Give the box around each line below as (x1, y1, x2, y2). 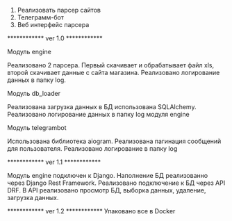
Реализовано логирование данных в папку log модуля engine (7, 110, 190, 118)
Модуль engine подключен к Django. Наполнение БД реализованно (7, 172, 208, 179)
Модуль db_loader (7, 90, 61, 97)
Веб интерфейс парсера (17, 21, 90, 28)
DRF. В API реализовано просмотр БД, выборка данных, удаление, (7, 186, 206, 194)
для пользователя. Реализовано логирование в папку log (7, 145, 178, 152)
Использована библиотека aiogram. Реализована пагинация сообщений (7, 137, 222, 145)
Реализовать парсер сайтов (17, 6, 101, 14)
